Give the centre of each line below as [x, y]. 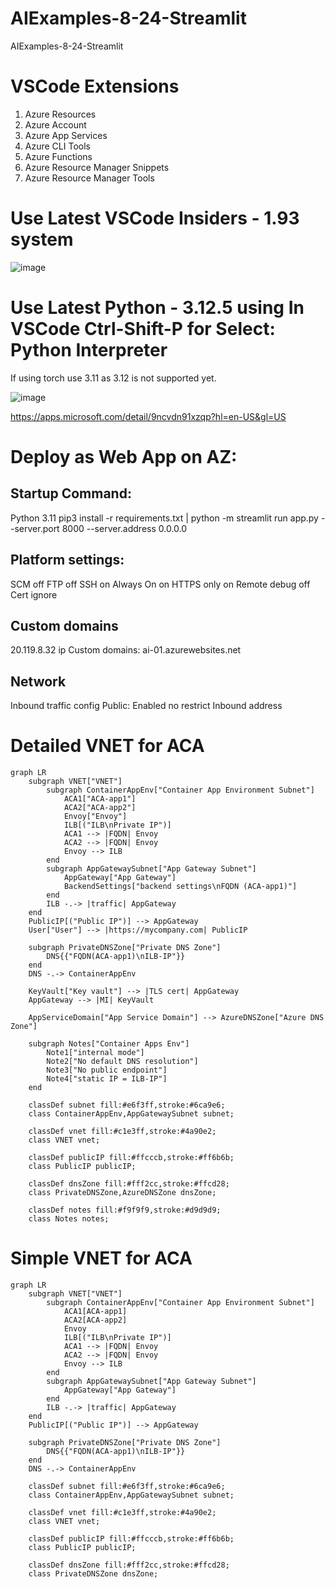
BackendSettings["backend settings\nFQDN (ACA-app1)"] [180, 887]
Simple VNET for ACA [101, 1258]
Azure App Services [66, 135]
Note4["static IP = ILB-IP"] [107, 1079]
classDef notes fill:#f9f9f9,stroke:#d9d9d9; [125, 1210]
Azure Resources [60, 114]
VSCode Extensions [95, 86]
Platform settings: [67, 560]
